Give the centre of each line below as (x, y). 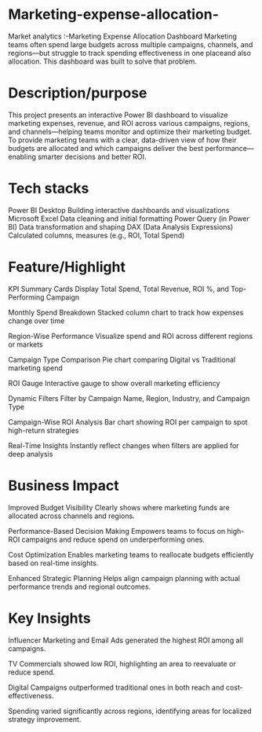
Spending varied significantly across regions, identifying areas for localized (130, 711)
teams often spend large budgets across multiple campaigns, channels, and (131, 44)
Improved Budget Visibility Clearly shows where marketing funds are (119, 507)
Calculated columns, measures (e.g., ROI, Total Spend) (96, 235)
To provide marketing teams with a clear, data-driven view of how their (122, 140)
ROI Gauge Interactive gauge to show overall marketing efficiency (114, 383)
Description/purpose (78, 93)
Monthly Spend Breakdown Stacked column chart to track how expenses (126, 312)
